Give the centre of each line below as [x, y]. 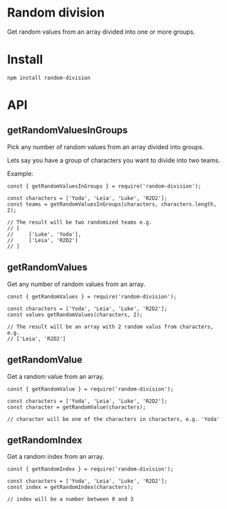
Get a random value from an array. [56, 376]
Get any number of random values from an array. [76, 284]
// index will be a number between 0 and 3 [71, 499]
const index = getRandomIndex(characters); [71, 487]
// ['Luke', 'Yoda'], [44, 234]
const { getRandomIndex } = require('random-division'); [90, 469]
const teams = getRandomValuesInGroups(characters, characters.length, [112, 204]
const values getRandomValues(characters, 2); [75, 314]
